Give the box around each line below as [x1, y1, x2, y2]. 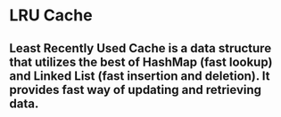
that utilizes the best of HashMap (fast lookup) [9, 54, 273, 69]
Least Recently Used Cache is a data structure [9, 41, 272, 56]
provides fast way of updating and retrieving [9, 82, 261, 97]
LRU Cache [9, 5, 93, 26]
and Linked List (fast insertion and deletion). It [9, 68, 270, 83]
